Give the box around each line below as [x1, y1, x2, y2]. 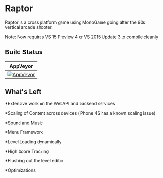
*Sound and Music [5, 120, 43, 126]
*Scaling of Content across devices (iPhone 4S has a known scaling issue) [5, 110, 156, 116]
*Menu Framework [5, 129, 43, 135]
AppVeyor [9, 62, 33, 69]
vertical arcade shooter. [5, 24, 53, 30]
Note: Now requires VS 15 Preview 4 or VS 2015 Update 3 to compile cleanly [5, 34, 159, 40]
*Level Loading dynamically [5, 138, 61, 145]
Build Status [5, 48, 43, 56]
